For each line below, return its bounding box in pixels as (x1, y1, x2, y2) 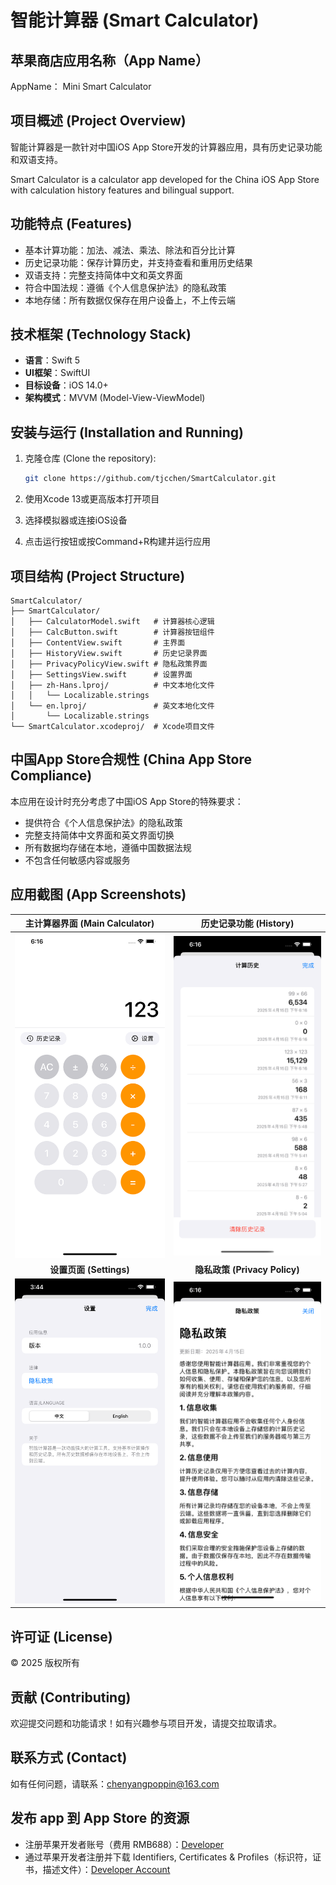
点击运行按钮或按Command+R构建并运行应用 (24, 536, 211, 548)
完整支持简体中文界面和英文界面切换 (24, 829, 175, 841)
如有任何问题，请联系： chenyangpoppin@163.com (10, 1777, 220, 1790)
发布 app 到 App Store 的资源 (10, 1810, 190, 1827)
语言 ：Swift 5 (24, 354, 81, 366)
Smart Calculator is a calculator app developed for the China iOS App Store (10, 173, 320, 185)
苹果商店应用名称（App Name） (10, 52, 209, 69)
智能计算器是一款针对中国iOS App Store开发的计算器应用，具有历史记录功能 (10, 141, 323, 153)
